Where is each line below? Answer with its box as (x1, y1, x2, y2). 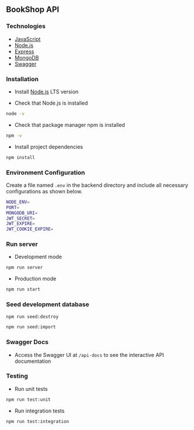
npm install (6, 154, 35, 160)
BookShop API (6, 5, 60, 15)
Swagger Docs (6, 338, 49, 346)
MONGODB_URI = (6, 210, 38, 216)
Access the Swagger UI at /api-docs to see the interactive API (14, 351, 164, 358)
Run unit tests (14, 385, 48, 392)
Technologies (6, 22, 46, 30)
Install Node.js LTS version (14, 88, 79, 95)
